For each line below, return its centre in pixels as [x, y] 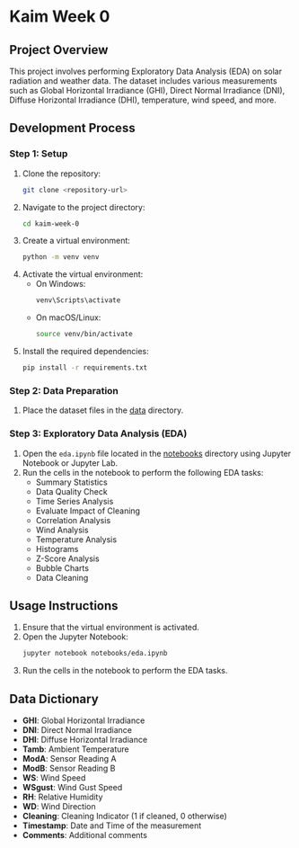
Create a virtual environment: [76, 241]
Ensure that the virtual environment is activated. [111, 628]
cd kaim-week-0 [51, 223]
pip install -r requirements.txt [85, 368]
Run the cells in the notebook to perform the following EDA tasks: [143, 472]
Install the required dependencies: [86, 352]
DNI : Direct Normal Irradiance [77, 730]
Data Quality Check [71, 491]
